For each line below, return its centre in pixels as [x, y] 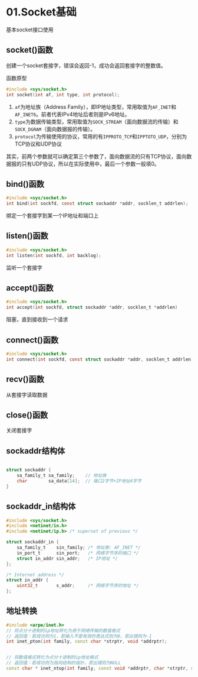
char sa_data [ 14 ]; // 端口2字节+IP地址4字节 [79, 481]
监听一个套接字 [24, 267]
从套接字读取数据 [27, 394]
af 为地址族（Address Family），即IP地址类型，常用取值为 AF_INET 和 [95, 106]
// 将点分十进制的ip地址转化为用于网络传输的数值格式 [63, 630]
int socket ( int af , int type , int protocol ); [63, 95]
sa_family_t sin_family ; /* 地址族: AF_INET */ [79, 548]
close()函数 [27, 415]
